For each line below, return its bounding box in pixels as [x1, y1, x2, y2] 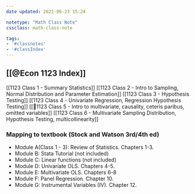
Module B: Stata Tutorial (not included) [14, 150, 109, 157]
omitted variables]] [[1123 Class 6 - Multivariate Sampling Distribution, [6, 109, 177, 116]
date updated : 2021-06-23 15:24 [6, 8, 86, 15]
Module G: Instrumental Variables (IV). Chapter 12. [14, 182, 137, 189]
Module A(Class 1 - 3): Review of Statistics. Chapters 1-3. [14, 144, 154, 151]
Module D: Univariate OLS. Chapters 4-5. [14, 163, 115, 170]
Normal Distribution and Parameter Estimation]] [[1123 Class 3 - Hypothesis [6, 90, 190, 98]
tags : [6, 35, 19, 41]
